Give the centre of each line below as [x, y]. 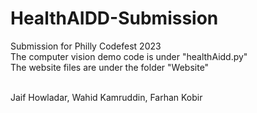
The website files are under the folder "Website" [110, 67]
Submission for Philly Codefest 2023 [86, 46]
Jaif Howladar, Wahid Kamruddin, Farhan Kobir [106, 97]
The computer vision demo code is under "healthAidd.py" [129, 56]
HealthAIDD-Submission [114, 18]
